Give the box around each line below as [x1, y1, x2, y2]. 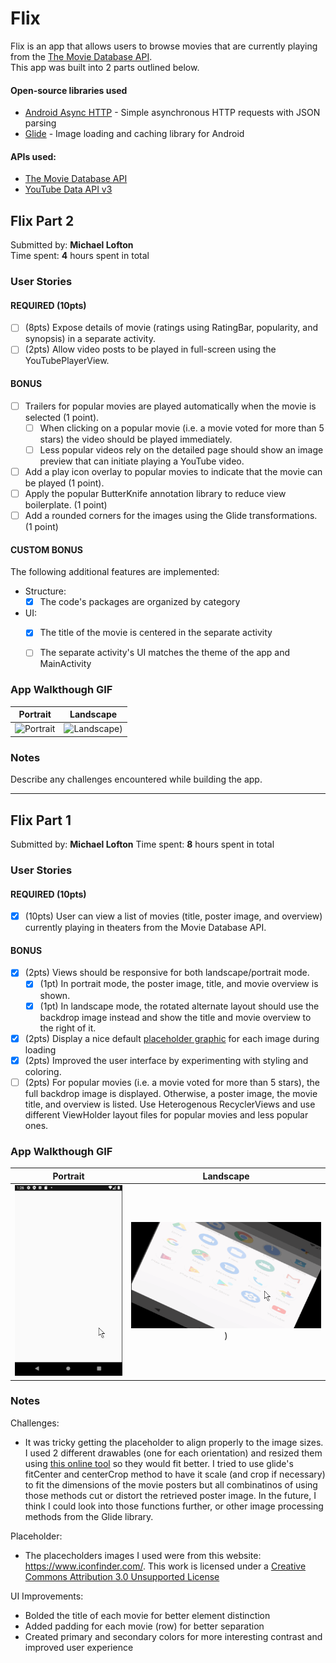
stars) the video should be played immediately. [39, 433, 233, 445]
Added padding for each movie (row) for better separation [24, 1620, 265, 1632]
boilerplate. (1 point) [24, 498, 108, 511]
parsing [24, 117, 57, 129]
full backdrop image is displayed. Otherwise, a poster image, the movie [24, 1087, 318, 1099]
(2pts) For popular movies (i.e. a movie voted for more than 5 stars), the [24, 1076, 320, 1088]
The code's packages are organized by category [39, 596, 241, 608]
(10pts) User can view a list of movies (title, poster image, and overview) [24, 910, 323, 922]
